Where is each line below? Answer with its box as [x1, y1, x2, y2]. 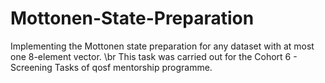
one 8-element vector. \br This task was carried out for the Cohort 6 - [10, 50, 298, 62]
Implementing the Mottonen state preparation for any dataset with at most [10, 40, 315, 52]
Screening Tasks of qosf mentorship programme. [10, 61, 213, 73]
